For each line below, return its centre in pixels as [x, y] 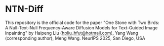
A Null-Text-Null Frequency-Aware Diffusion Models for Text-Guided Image [82, 27]
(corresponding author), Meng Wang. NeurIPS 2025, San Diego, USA [75, 38]
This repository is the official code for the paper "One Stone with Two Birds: [82, 23]
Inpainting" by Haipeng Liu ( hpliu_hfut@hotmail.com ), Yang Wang [72, 33]
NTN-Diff [24, 9]
